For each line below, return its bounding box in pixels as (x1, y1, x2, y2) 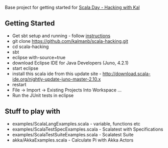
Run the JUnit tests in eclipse (12, 92, 74, 98)
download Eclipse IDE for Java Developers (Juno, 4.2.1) (12, 60, 129, 66)
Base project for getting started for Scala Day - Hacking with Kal (5, 5, 140, 10)
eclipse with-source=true (12, 54, 66, 60)
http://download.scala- (102, 70, 151, 77)
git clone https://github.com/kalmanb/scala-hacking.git (12, 38, 129, 44)
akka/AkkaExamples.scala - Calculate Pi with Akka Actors (12, 137, 134, 143)
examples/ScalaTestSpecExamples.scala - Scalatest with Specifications (12, 126, 163, 132)
